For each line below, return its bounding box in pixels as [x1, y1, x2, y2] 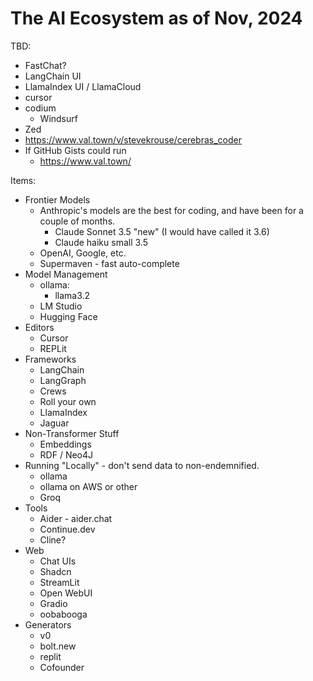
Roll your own [39, 395, 97, 407]
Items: [10, 174, 37, 186]
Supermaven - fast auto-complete [39, 257, 180, 269]
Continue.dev [39, 523, 96, 535]
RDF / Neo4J [39, 448, 94, 461]
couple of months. [39, 215, 116, 227]
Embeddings [39, 438, 92, 450]
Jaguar [39, 417, 70, 429]
